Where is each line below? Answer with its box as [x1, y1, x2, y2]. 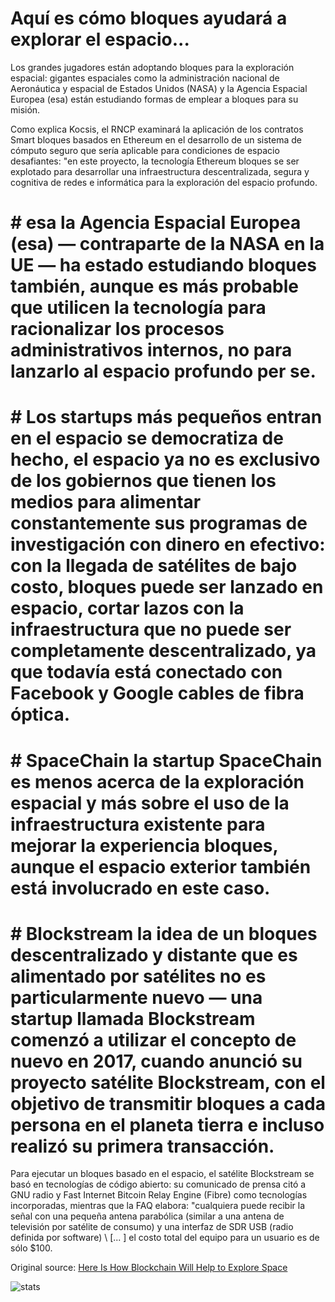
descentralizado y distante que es [10, 943, 298, 966]
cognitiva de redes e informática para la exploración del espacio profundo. [10, 176, 318, 188]
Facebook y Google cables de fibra [10, 682, 305, 705]
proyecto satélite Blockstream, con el [10, 1071, 326, 1094]
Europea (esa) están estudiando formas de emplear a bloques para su [10, 93, 299, 105]
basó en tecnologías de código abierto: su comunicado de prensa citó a [10, 1178, 307, 1191]
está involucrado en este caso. [10, 877, 271, 899]
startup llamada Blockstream [10, 1007, 256, 1030]
